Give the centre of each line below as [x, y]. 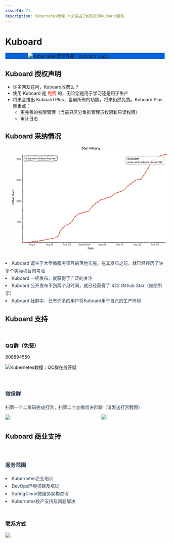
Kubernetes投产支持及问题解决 [44, 501]
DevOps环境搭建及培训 [36, 486]
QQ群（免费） [22, 346]
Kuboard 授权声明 [33, 74]
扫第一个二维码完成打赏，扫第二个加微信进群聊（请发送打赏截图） [74, 407]
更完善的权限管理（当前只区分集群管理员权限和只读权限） [80, 112]
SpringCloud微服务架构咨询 [40, 493]
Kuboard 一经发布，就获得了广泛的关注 [52, 278]
